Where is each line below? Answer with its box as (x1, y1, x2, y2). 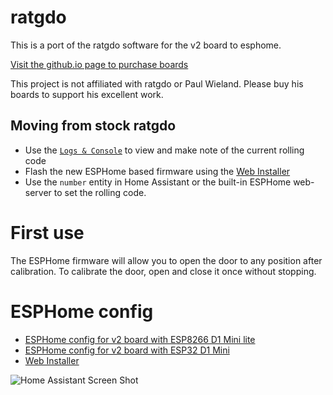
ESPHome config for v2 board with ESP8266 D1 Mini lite (24, 333, 256, 345)
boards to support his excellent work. (10, 88, 164, 100)
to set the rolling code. (53, 186, 147, 198)
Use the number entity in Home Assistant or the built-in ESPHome (24, 176, 292, 188)
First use (10, 221, 85, 244)
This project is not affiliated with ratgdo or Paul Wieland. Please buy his (10, 77, 304, 90)
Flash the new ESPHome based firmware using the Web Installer (24, 165, 291, 177)
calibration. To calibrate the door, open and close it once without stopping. (10, 265, 317, 277)
